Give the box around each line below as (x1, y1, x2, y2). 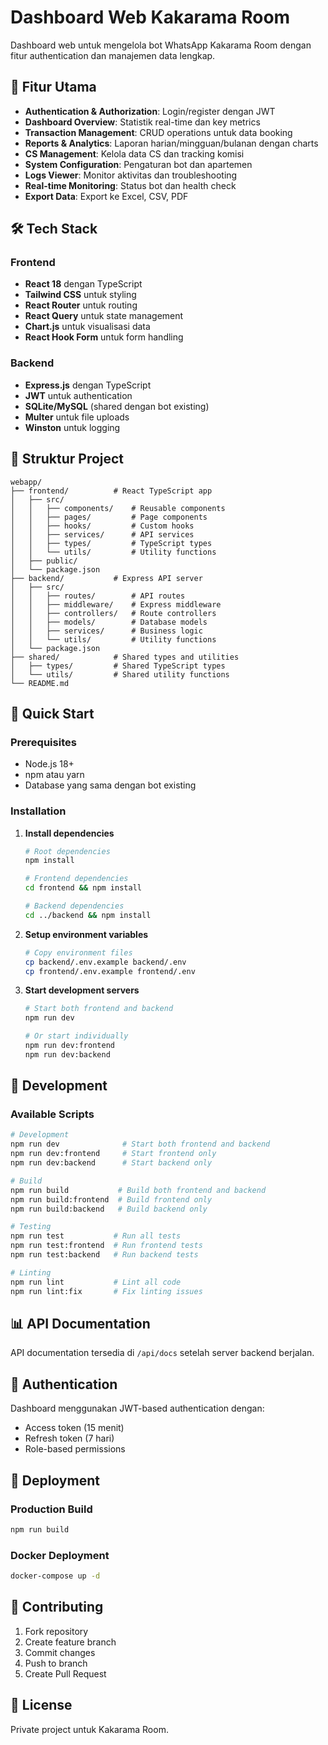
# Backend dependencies (24, 901, 125, 911)
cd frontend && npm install (24, 883, 142, 893)
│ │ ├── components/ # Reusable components (10, 503, 226, 513)
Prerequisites (10, 735, 77, 749)
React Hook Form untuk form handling (24, 331, 184, 343)
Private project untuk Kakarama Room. (10, 1723, 169, 1735)
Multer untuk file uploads (24, 411, 130, 423)
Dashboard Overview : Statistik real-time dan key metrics (24, 116, 261, 128)
